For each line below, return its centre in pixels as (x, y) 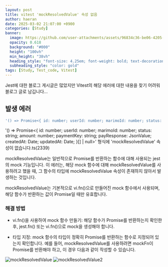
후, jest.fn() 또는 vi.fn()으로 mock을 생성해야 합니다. (63, 226)
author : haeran (21, 19)
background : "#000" (30, 47)
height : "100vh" (26, 52)
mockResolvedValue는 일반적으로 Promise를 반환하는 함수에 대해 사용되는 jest (83, 158)
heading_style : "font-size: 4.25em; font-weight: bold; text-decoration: (88, 61)
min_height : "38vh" (30, 56)
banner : (13, 33)
